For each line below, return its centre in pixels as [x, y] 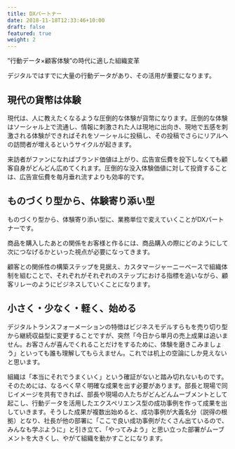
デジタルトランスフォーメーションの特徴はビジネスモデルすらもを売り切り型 [117, 326]
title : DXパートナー [34, 14]
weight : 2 [22, 40]
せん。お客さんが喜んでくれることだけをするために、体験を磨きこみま [108, 344]
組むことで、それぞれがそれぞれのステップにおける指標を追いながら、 [121, 275]
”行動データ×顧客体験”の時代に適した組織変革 [74, 61]
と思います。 [26, 361]
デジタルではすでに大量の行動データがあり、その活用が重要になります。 [111, 76]
